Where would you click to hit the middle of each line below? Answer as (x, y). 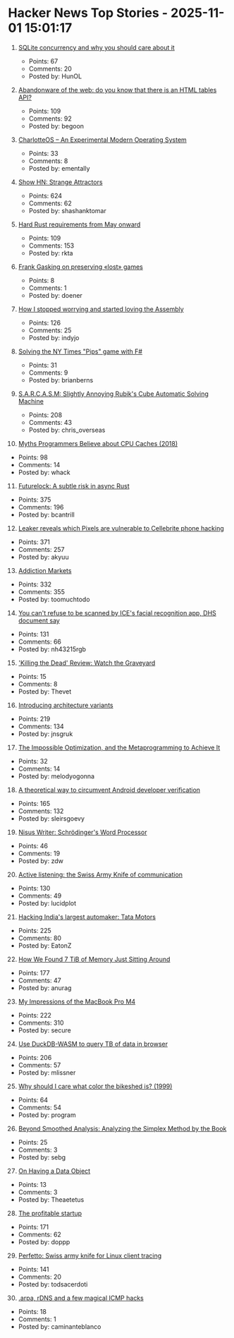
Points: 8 (42, 280)
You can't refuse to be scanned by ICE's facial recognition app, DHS (117, 613)
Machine (31, 401)
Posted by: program (47, 1115)
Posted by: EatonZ (45, 945)
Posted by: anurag (45, 988)
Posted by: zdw (41, 861)
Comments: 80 (40, 938)
